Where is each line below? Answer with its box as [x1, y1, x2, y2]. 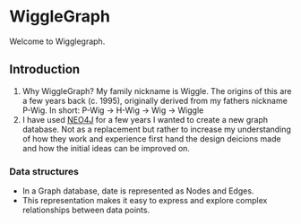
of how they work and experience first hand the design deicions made [21, 133, 281, 144]
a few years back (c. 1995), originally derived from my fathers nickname [21, 95, 288, 106]
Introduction [9, 62, 81, 77]
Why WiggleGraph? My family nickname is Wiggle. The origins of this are [21, 85, 292, 96]
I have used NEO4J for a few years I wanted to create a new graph [21, 114, 269, 125]
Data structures [9, 165, 79, 177]
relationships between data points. [21, 204, 150, 216]
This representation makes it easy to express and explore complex [21, 195, 268, 206]
